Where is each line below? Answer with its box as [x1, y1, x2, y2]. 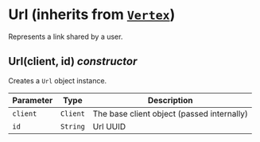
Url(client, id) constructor [8, 55, 138, 68]
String [60, 121, 86, 131]
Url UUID [92, 121, 126, 132]
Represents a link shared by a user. [8, 32, 123, 41]
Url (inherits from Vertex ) [8, 6, 176, 24]
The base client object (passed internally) [92, 108, 248, 119]
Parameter [12, 94, 53, 106]
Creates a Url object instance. [8, 75, 107, 85]
